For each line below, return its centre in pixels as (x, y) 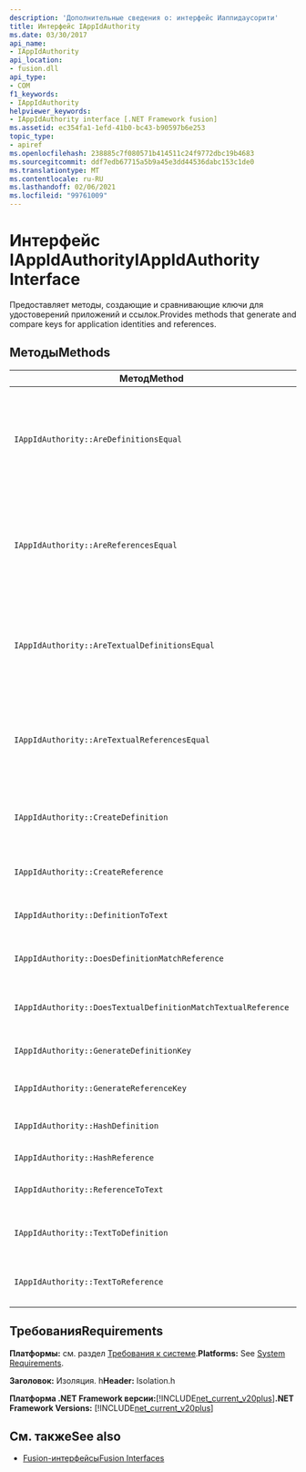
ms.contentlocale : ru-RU (56, 179)
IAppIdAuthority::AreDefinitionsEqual (98, 439)
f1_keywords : (34, 94)
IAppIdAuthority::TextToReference (89, 1282)
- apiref (26, 145)
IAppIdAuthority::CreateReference (89, 872)
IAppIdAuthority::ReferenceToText (89, 1189)
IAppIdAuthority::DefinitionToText (91, 915)
